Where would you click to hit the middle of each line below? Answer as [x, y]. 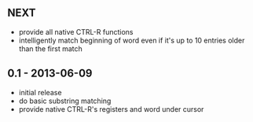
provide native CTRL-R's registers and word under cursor [111, 109]
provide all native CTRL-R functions [76, 31]
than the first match [51, 48]
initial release [40, 92]
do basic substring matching [65, 101]
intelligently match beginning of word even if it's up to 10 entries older [132, 40]
